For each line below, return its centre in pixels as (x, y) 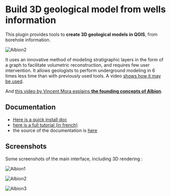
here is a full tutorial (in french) (45, 125)
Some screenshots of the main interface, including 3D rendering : (74, 159)
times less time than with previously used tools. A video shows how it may (83, 76)
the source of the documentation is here (55, 130)
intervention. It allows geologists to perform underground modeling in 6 (80, 70)
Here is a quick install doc (40, 119)
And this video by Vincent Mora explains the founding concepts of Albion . (84, 91)
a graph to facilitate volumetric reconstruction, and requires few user (78, 65)
